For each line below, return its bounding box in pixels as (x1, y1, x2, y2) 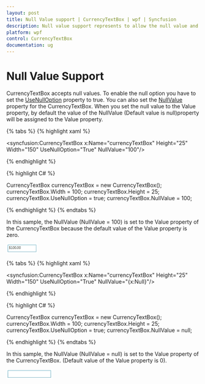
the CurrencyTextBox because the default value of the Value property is (6, 224, 188, 232)
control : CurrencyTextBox (6, 36, 72, 42)
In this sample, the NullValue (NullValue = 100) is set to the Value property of (6, 218, 199, 225)
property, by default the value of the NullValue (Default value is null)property (6, 109, 199, 116)
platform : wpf (6, 29, 43, 36)
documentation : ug (6, 42, 53, 48)
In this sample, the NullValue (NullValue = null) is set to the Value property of (6, 350, 199, 358)
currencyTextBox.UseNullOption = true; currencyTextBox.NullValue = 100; (6, 194, 193, 201)
